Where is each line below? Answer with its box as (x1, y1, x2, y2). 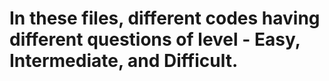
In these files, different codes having (9, 7, 321, 30)
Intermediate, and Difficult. (9, 50, 239, 72)
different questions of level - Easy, (9, 28, 301, 51)
